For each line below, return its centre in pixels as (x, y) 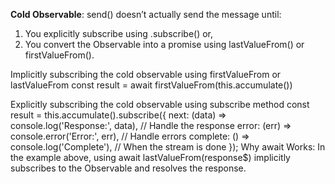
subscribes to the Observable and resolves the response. (128, 168)
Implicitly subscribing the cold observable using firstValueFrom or (146, 74)
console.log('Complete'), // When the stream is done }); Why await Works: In (168, 147)
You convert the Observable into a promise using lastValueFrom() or (164, 44)
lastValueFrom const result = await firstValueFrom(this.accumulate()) (151, 85)
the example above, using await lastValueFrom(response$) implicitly (150, 157)
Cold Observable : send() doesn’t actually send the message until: (146, 14)
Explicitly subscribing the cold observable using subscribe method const (160, 104)
